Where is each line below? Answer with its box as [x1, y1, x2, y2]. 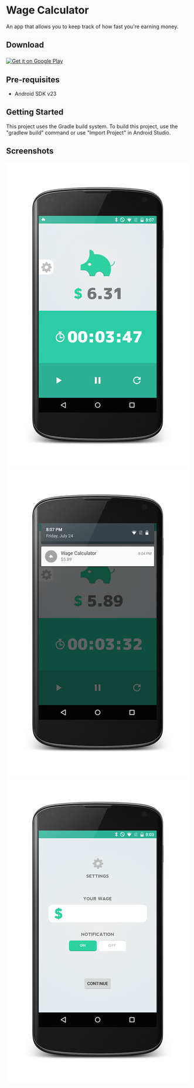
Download [6, 40, 44, 50]
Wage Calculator [6, 4, 89, 17]
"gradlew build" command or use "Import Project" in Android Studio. [6, 129, 171, 136]
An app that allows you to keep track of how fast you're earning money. [6, 23, 179, 30]
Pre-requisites [6, 75, 60, 85]
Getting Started [6, 107, 64, 117]
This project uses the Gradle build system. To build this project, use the [6, 123, 178, 130]
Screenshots [6, 146, 54, 156]
